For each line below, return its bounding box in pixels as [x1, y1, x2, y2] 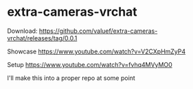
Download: [7, 27, 38, 35]
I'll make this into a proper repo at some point [7, 73, 135, 82]
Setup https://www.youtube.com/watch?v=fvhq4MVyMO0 [7, 60, 173, 68]
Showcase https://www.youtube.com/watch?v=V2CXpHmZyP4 [7, 47, 186, 55]
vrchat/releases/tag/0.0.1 [7, 34, 78, 42]
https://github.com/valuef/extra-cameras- [38, 27, 158, 35]
